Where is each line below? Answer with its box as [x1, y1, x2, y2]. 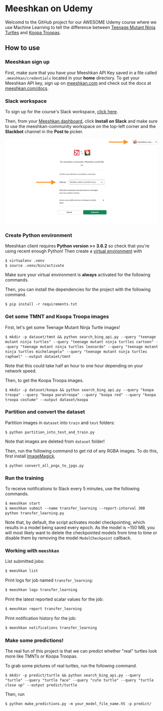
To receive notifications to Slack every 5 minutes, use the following [5, 486, 140, 492]
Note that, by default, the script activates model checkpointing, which [5, 519, 145, 525]
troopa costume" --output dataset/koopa [5, 397, 89, 402]
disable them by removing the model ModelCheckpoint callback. [5, 535, 132, 541]
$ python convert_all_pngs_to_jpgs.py [5, 463, 84, 468]
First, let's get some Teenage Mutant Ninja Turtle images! [5, 324, 121, 330]
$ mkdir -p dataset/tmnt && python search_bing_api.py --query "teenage [5, 334, 156, 339]
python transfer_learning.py [5, 511, 64, 516]
